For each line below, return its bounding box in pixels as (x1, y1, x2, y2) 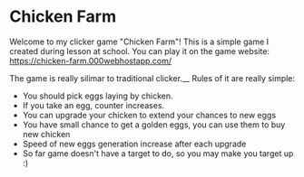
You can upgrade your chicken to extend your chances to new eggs (22, 109, 277, 120)
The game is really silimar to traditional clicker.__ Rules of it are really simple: (9, 72, 296, 83)
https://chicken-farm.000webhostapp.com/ (9, 55, 172, 66)
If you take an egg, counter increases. (22, 99, 165, 110)
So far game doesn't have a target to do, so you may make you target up (22, 147, 294, 159)
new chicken (22, 128, 71, 139)
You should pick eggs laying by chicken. (22, 90, 174, 101)
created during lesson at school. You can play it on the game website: (9, 45, 270, 56)
